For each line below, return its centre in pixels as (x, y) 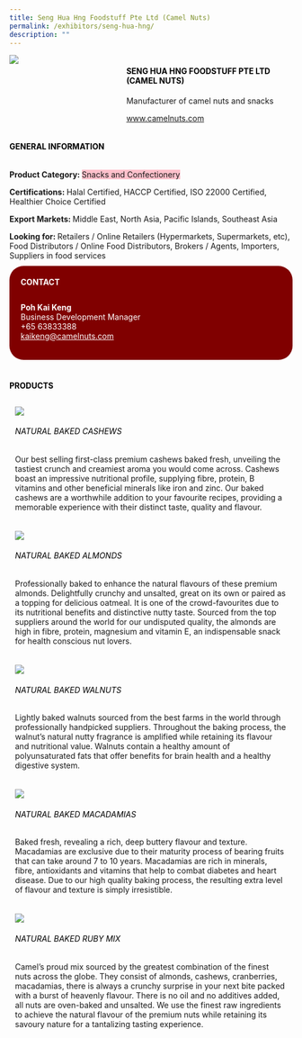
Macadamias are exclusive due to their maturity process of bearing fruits (150, 852)
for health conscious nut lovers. (73, 641)
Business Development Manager (81, 317)
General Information (57, 147)
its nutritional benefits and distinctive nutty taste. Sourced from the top (146, 612)
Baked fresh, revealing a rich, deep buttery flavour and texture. (131, 842)
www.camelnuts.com (165, 118)
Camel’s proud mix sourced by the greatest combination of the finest (142, 966)
